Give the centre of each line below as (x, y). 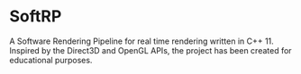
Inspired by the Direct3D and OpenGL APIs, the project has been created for (150, 50)
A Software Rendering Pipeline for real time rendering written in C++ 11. (142, 41)
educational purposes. (51, 60)
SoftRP (36, 16)
